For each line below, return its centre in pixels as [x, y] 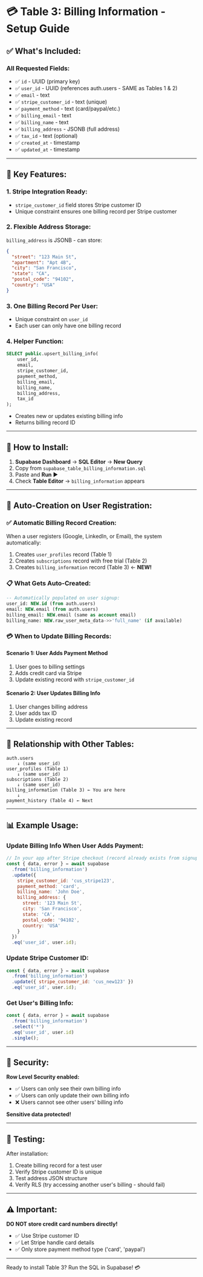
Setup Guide [38, 29]
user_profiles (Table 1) [37, 769]
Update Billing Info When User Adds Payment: [75, 846]
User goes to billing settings [50, 667]
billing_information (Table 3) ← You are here [66, 790]
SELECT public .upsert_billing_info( [52, 354]
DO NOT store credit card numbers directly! [62, 1224]
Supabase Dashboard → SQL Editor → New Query [79, 462]
